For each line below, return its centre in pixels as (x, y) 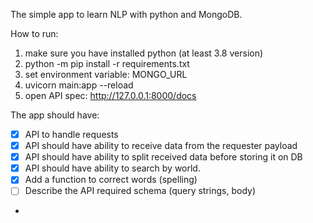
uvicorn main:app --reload (79, 85)
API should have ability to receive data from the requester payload (161, 146)
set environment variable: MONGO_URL (106, 74)
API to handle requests (71, 134)
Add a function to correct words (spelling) (111, 180)
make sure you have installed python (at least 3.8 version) (144, 53)
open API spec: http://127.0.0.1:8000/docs (110, 95)
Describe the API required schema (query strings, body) (140, 191)
